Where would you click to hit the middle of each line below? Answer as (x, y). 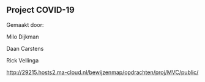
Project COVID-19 (40, 10)
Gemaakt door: (25, 24)
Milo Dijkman (23, 37)
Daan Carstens (25, 48)
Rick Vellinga (23, 60)
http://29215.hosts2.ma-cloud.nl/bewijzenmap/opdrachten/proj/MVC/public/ (102, 72)
